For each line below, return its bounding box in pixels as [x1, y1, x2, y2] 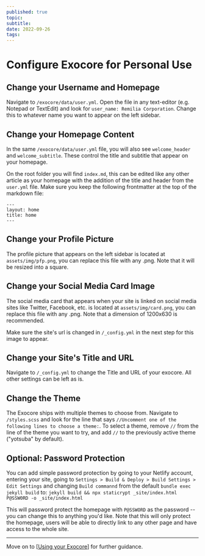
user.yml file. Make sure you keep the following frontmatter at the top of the [6, 183, 197, 190]
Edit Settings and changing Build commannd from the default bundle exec [6, 482, 191, 489]
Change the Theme [6, 393, 81, 403]
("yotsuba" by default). [6, 435, 64, 443]
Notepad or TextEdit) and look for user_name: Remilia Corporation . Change [6, 105, 196, 112]
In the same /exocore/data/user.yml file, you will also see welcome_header [6, 145, 191, 153]
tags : [6, 32, 20, 38]
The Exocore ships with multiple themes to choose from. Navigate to [6, 409, 179, 417]
